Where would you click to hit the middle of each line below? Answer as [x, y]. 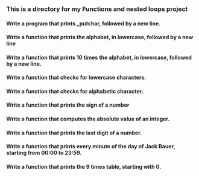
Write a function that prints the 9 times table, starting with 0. [84, 166]
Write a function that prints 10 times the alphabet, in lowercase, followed [99, 57]
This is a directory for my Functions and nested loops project [97, 9]
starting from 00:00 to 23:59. [44, 153]
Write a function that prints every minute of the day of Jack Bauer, [91, 146]
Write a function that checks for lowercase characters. [76, 78]
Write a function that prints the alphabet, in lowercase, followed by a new [100, 37]
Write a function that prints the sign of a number [68, 105]
